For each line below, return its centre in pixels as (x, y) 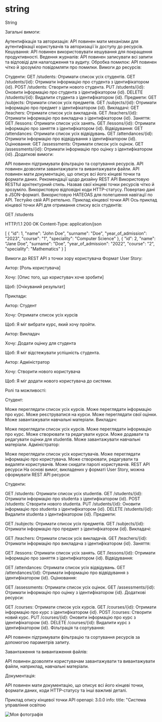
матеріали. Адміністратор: (32, 444)
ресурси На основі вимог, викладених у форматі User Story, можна (75, 469)
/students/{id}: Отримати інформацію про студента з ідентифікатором (77, 82)
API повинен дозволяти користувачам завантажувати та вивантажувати (80, 661)
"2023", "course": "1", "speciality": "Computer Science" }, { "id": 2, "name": (81, 238)
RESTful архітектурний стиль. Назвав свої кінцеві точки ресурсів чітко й (80, 184)
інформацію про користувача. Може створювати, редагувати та (72, 459)
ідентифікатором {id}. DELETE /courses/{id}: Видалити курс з (68, 622)
